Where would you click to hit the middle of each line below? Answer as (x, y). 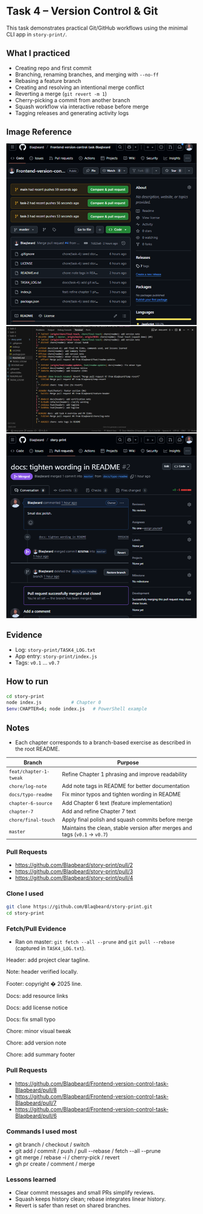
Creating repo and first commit (53, 68)
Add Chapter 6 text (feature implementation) (117, 802)
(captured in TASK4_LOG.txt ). (50, 948)
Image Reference (39, 132)
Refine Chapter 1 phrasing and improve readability (124, 774)
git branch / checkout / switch (52, 1144)
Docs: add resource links (37, 996)
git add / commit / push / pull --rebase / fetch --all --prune (88, 1151)
